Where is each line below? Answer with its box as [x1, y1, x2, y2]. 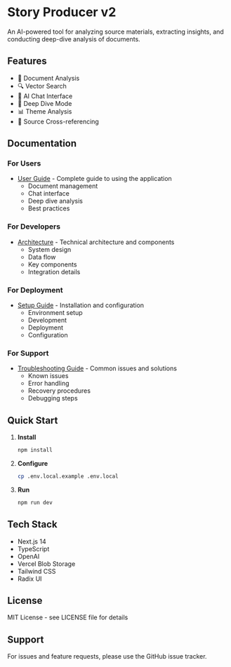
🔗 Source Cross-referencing [17, 117, 100, 126]
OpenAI [17, 552, 40, 560]
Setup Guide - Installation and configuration [17, 301, 145, 309]
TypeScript [17, 544, 50, 553]
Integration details [27, 267, 81, 276]
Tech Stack [7, 518, 58, 530]
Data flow [27, 252, 56, 261]
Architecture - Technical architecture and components [17, 238, 175, 246]
